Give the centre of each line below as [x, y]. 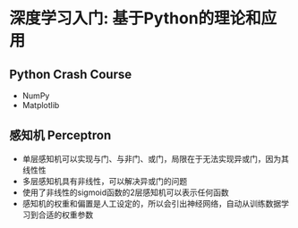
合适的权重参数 [66, 215]
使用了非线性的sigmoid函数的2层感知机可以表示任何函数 [126, 192]
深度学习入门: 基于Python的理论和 [135, 18]
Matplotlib [41, 105]
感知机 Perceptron [60, 135]
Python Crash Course [71, 74]
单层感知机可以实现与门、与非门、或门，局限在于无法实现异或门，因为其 [155, 158]
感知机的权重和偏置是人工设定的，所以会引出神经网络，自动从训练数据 [152, 203]
